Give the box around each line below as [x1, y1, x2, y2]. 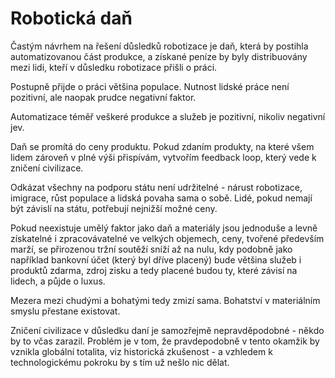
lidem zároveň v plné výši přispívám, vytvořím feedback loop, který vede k [10, 151, 317, 163]
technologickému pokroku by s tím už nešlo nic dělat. [10, 356, 230, 368]
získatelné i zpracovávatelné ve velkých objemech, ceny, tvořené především [10, 232, 325, 244]
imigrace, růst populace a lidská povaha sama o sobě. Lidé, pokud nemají [10, 192, 313, 204]
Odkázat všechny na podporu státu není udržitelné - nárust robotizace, [10, 181, 303, 193]
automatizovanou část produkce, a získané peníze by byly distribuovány [10, 50, 308, 62]
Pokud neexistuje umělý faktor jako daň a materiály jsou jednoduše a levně [10, 222, 318, 234]
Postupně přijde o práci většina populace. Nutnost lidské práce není [10, 80, 290, 92]
